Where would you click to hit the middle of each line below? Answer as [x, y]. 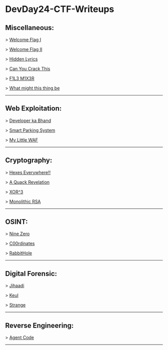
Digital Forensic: [31, 273]
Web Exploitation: [33, 108]
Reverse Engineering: [39, 325]
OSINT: [17, 222]
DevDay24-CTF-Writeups [60, 9]
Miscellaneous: [29, 28]
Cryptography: [29, 160]
